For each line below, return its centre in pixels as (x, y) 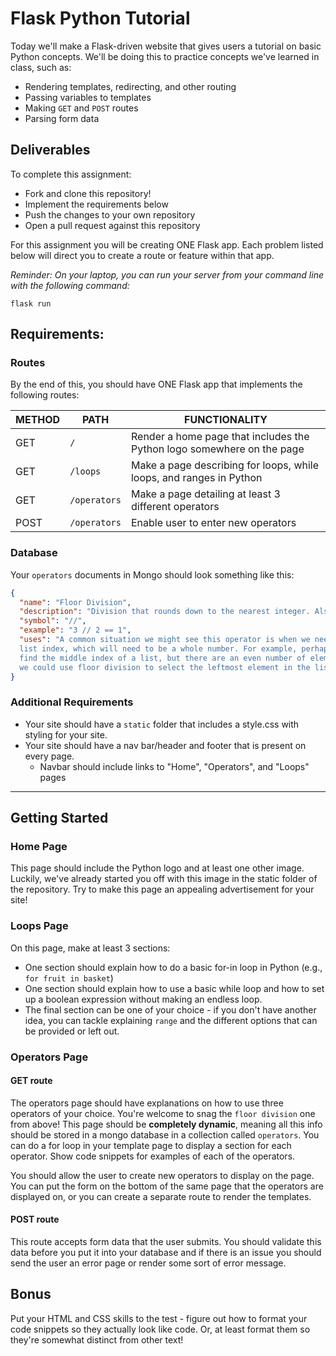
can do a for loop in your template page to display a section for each (151, 1145)
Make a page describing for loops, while (225, 465)
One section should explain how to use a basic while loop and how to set (174, 988)
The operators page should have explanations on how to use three (147, 1103)
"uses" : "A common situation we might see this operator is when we (165, 640)
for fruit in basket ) (69, 978)
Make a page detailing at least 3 (205, 494)
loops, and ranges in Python (196, 478)
